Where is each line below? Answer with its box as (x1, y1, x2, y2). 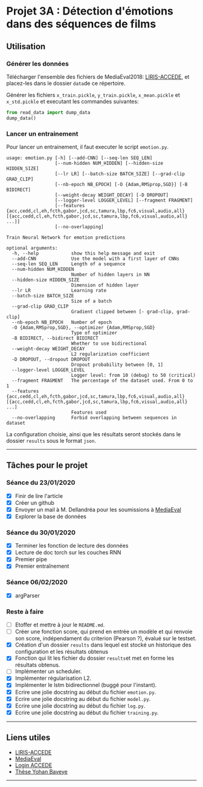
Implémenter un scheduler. (14, 668, 82, 675)
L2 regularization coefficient (71, 351, 150, 357)
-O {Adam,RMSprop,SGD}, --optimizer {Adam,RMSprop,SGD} (11, 324, 155, 331)
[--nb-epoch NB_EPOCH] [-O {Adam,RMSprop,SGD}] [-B (54, 181, 188, 187)
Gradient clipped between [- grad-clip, (71, 308, 174, 314)
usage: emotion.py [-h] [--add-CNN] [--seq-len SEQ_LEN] (6, 154, 153, 161)
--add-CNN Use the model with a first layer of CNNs (11, 256, 180, 262)
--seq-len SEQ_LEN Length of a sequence (11, 261, 126, 267)
